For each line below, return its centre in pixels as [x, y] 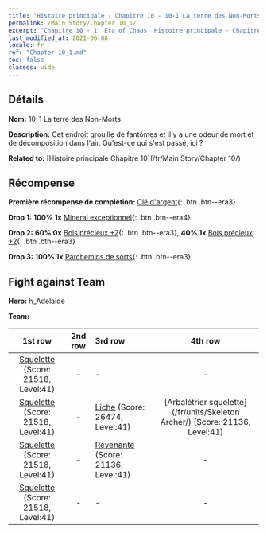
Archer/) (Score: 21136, [205, 422]
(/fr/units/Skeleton [205, 412]
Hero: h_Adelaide [37, 301]
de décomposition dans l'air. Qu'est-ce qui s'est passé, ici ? [106, 142]
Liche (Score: [120, 407]
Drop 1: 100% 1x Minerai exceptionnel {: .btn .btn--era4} [99, 218]
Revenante [115, 445]
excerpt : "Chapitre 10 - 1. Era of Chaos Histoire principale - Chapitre [135, 30]
